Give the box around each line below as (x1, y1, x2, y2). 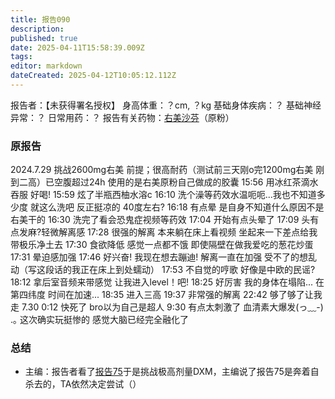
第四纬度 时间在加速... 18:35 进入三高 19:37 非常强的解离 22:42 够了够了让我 (10, 289, 323, 301)
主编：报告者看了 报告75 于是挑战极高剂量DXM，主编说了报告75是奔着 (24, 366, 311, 378)
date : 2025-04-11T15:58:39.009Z (10, 42, 145, 53)
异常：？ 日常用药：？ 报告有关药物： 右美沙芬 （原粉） (10, 111, 235, 123)
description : (10, 24, 65, 34)
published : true (10, 33, 78, 43)
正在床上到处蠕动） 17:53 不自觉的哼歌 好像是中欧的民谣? (79, 264, 316, 276)
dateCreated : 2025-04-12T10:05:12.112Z (10, 71, 177, 81)
